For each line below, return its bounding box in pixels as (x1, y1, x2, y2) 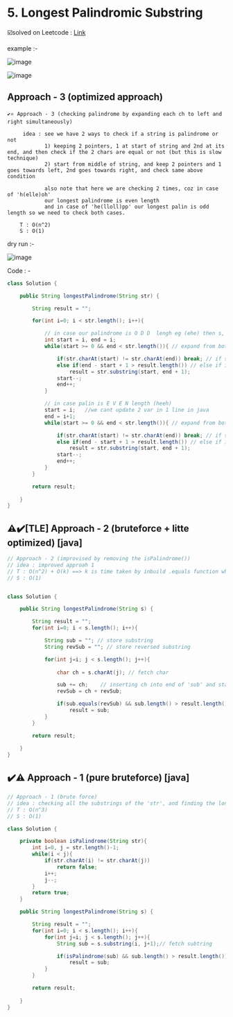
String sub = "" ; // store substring (44, 637, 154, 644)
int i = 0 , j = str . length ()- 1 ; (32, 844, 119, 851)
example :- (7, 44, 38, 53)
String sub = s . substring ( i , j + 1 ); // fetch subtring (56, 940, 213, 947)
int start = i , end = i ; (44, 336, 116, 344)
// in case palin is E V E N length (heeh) (44, 400, 172, 407)
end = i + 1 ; (44, 412, 76, 420)
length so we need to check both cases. (7, 209, 126, 216)
